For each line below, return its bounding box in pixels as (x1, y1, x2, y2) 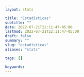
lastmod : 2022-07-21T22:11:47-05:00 (5, 29, 79, 34)
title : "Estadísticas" (5, 15, 51, 21)
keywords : (5, 64, 25, 69)
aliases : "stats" (5, 47, 40, 52)
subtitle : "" (5, 20, 32, 25)
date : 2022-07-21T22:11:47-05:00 (5, 25, 73, 29)
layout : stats (5, 7, 34, 12)
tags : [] (5, 56, 23, 61)
